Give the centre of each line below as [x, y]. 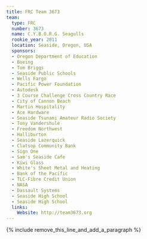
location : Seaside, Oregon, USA [52, 46]
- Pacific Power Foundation [47, 85]
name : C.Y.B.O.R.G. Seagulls [48, 34]
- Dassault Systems [36, 190]
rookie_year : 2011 [35, 40]
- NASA [20, 185]
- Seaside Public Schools [44, 73]
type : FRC [24, 23]
